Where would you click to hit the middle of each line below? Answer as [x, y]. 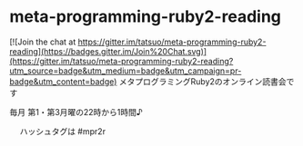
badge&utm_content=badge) [63, 81]
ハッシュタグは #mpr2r [63, 131]
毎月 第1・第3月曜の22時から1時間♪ [76, 112]
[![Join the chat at [43, 42]
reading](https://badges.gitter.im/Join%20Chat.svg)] [108, 51]
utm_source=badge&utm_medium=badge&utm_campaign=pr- [126, 71]
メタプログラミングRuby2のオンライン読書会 [202, 81]
